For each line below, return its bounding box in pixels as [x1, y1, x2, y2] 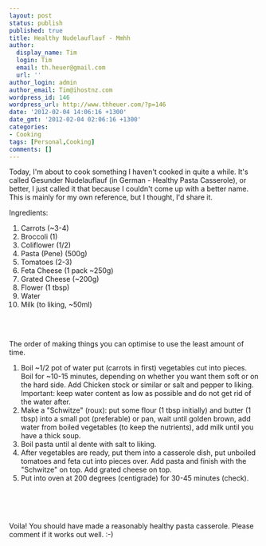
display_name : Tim [16, 49, 78, 57]
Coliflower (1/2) [20, 240, 71, 250]
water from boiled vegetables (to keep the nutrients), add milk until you [20, 422, 254, 432]
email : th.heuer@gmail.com [16, 64, 106, 72]
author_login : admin [9, 78, 78, 86]
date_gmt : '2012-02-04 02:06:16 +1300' [9, 116, 142, 124]
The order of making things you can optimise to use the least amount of [9, 339, 244, 349]
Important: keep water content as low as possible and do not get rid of [20, 389, 252, 398]
